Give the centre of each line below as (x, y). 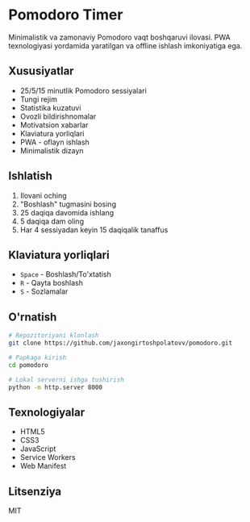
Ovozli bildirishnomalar (58, 116)
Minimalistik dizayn (52, 150)
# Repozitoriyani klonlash (54, 336)
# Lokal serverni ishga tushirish (67, 380)
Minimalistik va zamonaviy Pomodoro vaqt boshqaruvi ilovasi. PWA (120, 37)
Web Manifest (43, 466)
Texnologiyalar (47, 412)
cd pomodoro (28, 365)
